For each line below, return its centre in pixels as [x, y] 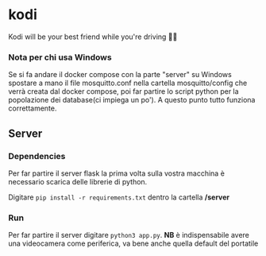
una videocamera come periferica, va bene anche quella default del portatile [133, 243]
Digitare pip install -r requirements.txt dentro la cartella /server [119, 197]
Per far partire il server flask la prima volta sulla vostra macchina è [116, 173]
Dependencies [37, 156]
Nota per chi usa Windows [60, 57]
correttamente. [33, 108]
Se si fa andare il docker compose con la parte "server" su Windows [120, 75]
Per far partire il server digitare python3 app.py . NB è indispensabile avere [129, 235]
